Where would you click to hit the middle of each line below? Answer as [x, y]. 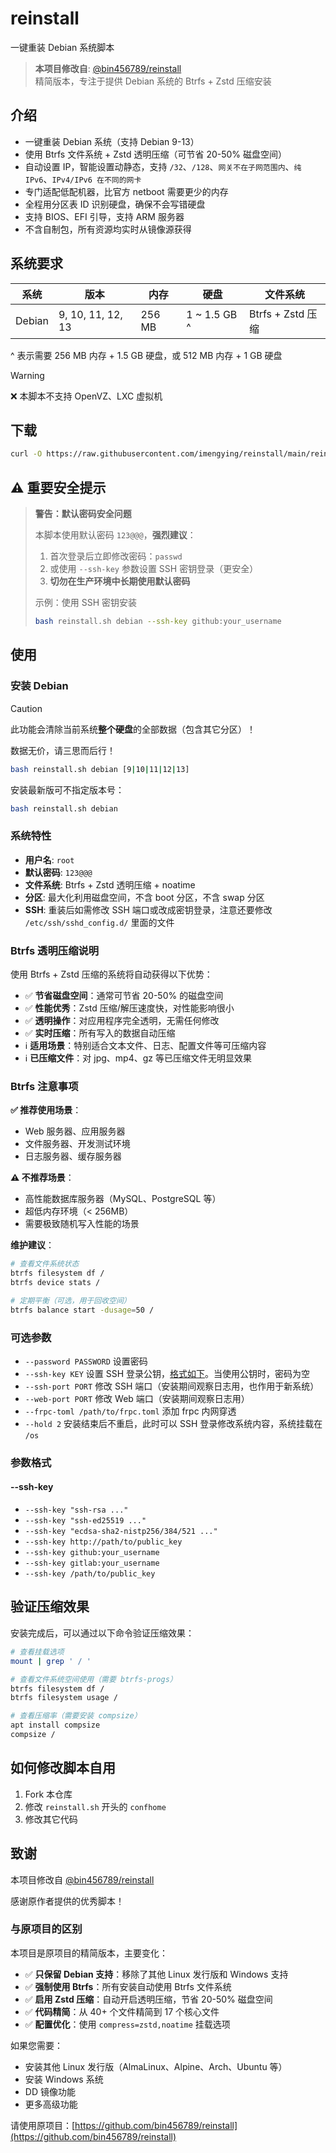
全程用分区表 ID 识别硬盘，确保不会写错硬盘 [115, 204]
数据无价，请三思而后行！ [63, 750]
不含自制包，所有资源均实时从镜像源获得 [108, 229]
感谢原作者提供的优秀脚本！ [67, 1901]
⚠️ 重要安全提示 [58, 487]
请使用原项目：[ [43, 2125]
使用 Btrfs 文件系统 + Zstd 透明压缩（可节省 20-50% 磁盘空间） [156, 154]
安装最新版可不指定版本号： [67, 789]
